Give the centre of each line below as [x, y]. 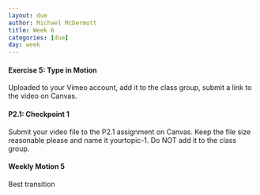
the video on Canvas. [43, 96]
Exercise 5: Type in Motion [53, 70]
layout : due [28, 15]
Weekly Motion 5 [37, 167]
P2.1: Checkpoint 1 [39, 114]
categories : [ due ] [38, 37]
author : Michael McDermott [53, 23]
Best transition [32, 184]
